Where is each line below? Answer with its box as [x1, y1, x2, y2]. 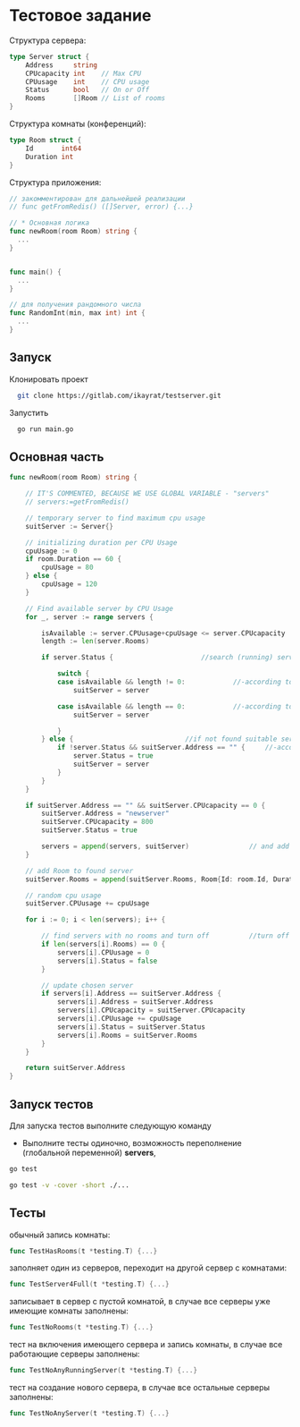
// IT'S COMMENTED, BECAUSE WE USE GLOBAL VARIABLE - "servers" [25, 489, 270, 498]
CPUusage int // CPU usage [25, 77, 150, 86]
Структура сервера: [9, 35, 87, 46]
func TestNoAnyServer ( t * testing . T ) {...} [9, 1409, 170, 1418]
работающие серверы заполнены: [9, 1348, 140, 1360]
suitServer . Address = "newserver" [41, 809, 170, 819]
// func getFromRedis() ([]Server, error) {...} [9, 202, 194, 211]
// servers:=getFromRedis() [25, 497, 129, 506]
